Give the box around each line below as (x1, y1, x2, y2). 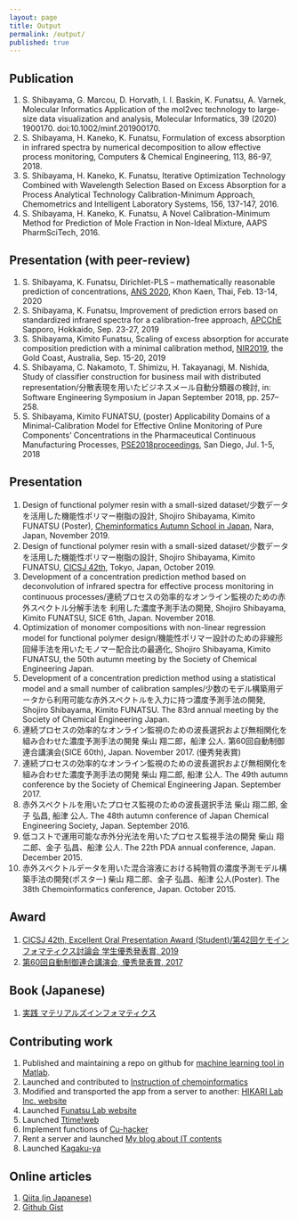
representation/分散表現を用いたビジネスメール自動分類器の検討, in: (21, 381, 271, 392)
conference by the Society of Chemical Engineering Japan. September (21, 779, 282, 790)
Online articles (9, 1168, 93, 1184)
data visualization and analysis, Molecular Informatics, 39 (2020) (39, 113, 278, 125)
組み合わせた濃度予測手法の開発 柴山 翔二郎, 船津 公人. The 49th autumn (21, 768, 289, 780)
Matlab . (21, 1067, 51, 1078)
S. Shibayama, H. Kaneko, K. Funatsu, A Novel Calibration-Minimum (21, 209, 270, 219)
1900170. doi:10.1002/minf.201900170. (21, 123, 161, 134)
